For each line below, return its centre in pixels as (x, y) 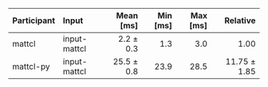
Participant (34, 21)
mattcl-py (31, 66)
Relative (240, 21)
